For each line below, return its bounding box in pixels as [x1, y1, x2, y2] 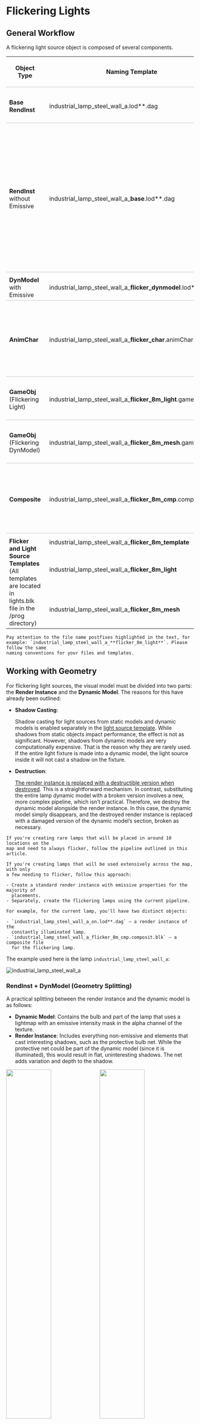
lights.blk [9, 597, 35, 605]
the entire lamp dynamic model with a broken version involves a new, [14, 792, 185, 799]
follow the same [6, 645, 46, 651]
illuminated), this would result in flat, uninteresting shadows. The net [14, 1051, 183, 1058]
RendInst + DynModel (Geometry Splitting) [6, 981, 132, 990]
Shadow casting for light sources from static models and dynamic [14, 718, 176, 725]
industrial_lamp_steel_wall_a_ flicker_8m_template [49, 538, 189, 546]
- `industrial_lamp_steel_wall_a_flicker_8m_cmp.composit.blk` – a [6, 934, 177, 940]
